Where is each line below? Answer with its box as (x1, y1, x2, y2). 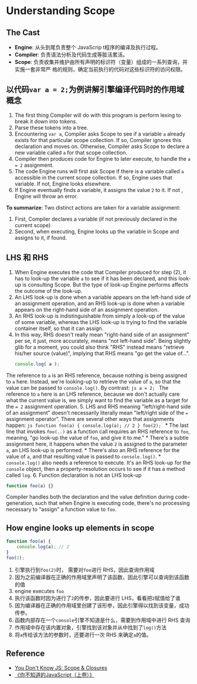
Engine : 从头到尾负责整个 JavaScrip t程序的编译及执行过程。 (14, 44, 161, 50)
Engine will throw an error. (14, 193, 78, 200)
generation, (6, 500, 34, 507)
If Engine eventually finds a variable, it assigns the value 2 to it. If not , (14, 186, 184, 193)
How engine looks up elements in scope (6, 523, 155, 533)
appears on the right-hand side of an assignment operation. (14, 306, 159, 313)
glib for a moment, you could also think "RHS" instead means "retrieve (14, 343, 185, 351)
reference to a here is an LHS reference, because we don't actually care (6, 390, 180, 397)
